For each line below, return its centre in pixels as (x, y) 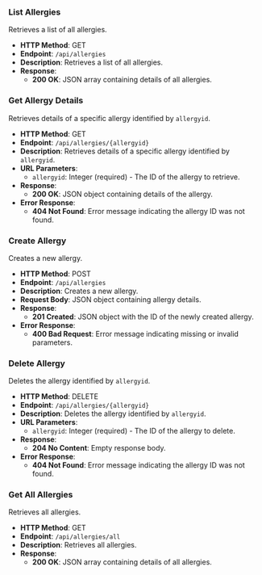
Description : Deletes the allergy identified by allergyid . (113, 413)
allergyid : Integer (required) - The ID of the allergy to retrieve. (136, 177)
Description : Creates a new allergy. (79, 291)
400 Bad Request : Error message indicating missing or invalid (135, 334)
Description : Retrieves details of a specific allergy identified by (125, 151)
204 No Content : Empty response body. (99, 448)
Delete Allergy (37, 363)
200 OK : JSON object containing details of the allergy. (123, 194)
